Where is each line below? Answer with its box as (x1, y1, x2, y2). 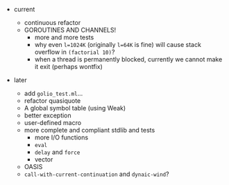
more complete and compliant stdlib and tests (24, 126, 155, 134)
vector (34, 155, 53, 164)
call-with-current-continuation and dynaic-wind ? (24, 170, 169, 178)
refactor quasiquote (24, 97, 81, 105)
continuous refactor (24, 19, 81, 26)
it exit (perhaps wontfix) (34, 63, 103, 70)
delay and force (34, 148, 80, 156)
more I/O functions (34, 133, 89, 142)
